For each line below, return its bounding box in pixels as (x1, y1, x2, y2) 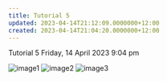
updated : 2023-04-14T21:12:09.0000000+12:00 (8, 19, 160, 27)
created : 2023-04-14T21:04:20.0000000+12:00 (8, 26, 160, 34)
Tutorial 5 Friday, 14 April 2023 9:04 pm (8, 48, 140, 58)
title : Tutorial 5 (8, 11, 70, 20)
